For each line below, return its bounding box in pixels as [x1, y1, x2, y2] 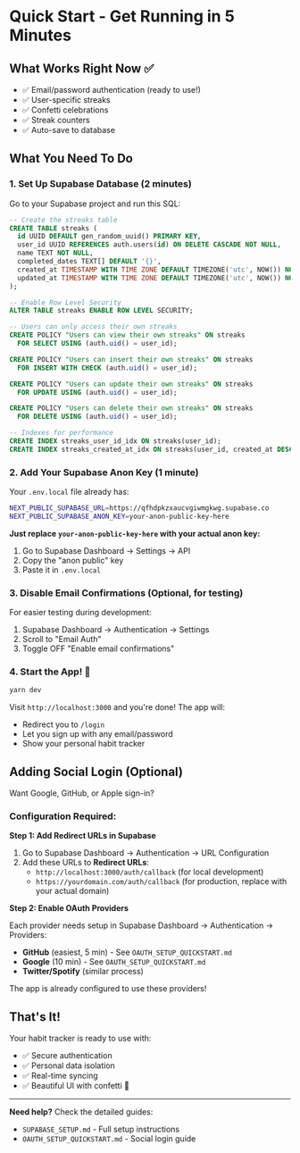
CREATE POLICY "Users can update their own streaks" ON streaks [9, 380, 254, 389]
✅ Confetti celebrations [21, 104, 109, 115]
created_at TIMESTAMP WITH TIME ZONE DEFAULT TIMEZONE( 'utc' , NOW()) [17, 265, 281, 274]
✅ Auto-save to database [21, 125, 116, 135]
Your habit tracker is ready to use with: [9, 1033, 152, 1044]
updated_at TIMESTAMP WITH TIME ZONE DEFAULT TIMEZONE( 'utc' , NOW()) [17, 273, 281, 282]
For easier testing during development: [9, 607, 152, 618]
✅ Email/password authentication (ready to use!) [21, 85, 201, 95]
